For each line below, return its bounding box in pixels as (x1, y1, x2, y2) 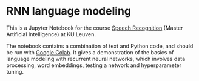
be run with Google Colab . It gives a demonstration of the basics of (6, 48, 174, 56)
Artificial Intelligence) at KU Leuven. (6, 30, 96, 37)
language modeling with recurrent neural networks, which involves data (6, 55, 186, 62)
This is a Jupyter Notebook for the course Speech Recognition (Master (6, 24, 183, 31)
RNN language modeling (6, 4, 132, 18)
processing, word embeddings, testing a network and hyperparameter (6, 62, 182, 69)
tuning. (6, 68, 24, 75)
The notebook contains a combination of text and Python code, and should (6, 42, 194, 50)
